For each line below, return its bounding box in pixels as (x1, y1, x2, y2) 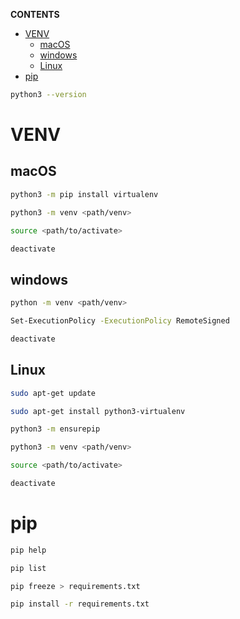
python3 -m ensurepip (10, 424, 101, 434)
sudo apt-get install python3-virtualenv (10, 406, 186, 416)
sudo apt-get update (10, 388, 97, 398)
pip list (10, 563, 47, 573)
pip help (10, 545, 47, 555)
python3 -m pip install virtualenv (10, 189, 159, 199)
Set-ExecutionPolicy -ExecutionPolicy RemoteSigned (10, 316, 230, 326)
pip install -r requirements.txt (10, 599, 150, 609)
